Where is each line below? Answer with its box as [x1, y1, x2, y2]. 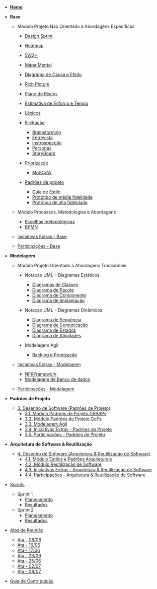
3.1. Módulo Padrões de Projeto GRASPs [24, 411, 107, 416]
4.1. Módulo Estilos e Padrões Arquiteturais [24, 456, 112, 462]
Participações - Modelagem [17, 386, 75, 392]
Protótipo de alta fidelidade [32, 200, 88, 205]
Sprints [9, 482, 25, 487]
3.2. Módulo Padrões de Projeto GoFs [24, 416, 102, 422]
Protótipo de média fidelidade [32, 194, 93, 200]
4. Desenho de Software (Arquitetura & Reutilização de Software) [17, 451, 151, 456]
